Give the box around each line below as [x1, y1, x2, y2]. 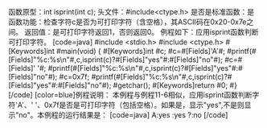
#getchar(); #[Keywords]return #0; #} [113, 81, 237, 90]
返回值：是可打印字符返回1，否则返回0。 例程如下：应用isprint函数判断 [23, 27, 259, 36]
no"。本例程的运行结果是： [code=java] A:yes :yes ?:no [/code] [18, 110, 228, 119]
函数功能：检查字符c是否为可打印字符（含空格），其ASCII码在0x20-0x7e [8, 17, 247, 27]
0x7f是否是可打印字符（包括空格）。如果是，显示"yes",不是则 [43, 100, 244, 109]
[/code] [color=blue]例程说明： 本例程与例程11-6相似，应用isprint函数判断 [8, 90, 253, 99]
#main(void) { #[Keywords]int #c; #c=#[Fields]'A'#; [55, 47, 226, 56]
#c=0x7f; [59, 72, 90, 81]
